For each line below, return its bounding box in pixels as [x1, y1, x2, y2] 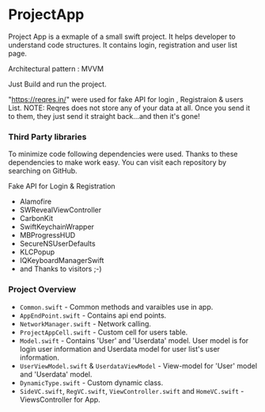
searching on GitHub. [8, 166, 78, 176]
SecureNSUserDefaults [19, 239, 97, 249]
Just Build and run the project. [8, 79, 107, 89]
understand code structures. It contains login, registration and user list [8, 40, 238, 49]
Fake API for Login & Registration [8, 181, 116, 191]
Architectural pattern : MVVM [8, 63, 104, 73]
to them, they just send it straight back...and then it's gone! [8, 111, 200, 120]
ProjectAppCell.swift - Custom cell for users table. [19, 327, 188, 337]
